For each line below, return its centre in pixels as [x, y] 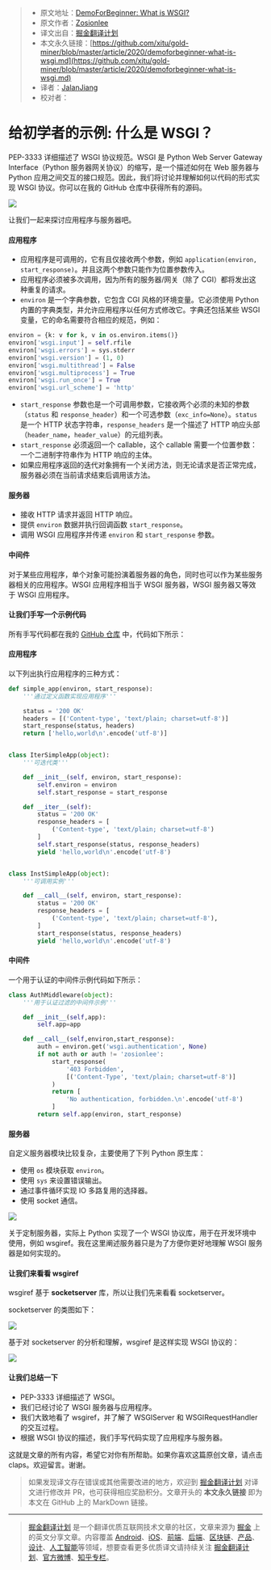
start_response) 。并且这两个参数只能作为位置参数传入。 [115, 269]
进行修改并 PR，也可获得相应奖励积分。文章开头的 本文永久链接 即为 [149, 1492]
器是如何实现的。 [37, 1253]
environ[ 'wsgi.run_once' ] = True [65, 380]
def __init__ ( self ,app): [65, 1017]
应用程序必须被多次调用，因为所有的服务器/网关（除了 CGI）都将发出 [135, 280]
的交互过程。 [41, 1427]
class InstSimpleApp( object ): [59, 874]
